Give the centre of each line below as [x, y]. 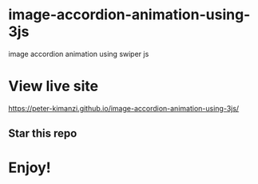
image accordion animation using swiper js [79, 54]
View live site [53, 86]
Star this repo [43, 134]
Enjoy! [30, 168]
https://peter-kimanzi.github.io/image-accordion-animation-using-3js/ [124, 108]
